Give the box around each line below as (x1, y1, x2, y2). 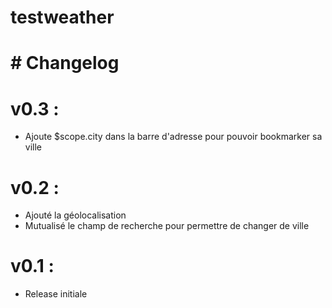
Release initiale (24, 288, 88, 300)
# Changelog (10, 52, 120, 75)
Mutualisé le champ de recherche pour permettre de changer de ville (24, 220, 310, 232)
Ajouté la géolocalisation (24, 209, 127, 221)
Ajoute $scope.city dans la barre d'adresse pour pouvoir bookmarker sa (24, 131, 323, 143)
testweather (10, 6, 115, 29)
